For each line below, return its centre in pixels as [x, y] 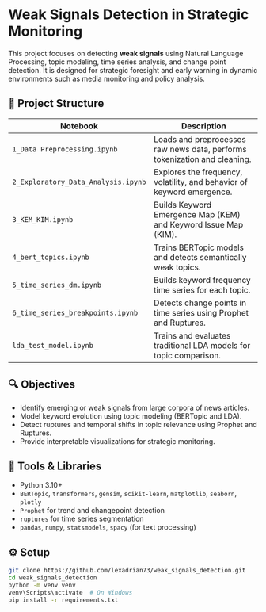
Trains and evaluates [192, 335]
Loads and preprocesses [200, 139]
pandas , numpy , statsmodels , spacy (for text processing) [108, 527]
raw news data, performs [200, 149]
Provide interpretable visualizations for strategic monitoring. [117, 441]
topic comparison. [188, 355]
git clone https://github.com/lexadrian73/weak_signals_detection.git [127, 571]
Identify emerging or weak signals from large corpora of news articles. [135, 407]
